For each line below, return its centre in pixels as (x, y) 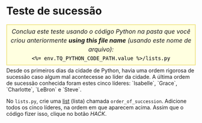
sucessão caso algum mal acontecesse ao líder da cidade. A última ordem (98, 76)
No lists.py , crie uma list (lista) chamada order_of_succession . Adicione (96, 101)
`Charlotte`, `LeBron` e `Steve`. (44, 89)
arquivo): (101, 49)
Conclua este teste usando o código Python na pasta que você (101, 31)
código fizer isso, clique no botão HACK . (57, 113)
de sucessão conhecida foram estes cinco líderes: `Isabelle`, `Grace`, (92, 83)
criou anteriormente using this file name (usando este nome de (101, 40)
